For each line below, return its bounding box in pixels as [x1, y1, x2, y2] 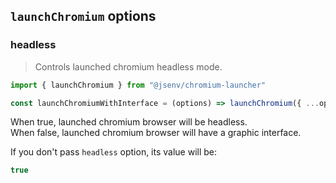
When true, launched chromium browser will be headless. [10, 116, 248, 128]
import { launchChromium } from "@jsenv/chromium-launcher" [10, 80, 267, 90]
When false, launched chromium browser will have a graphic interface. [10, 127, 302, 139]
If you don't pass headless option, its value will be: [10, 146, 218, 158]
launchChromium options [10, 8, 157, 25]
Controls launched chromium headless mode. [34, 60, 223, 73]
